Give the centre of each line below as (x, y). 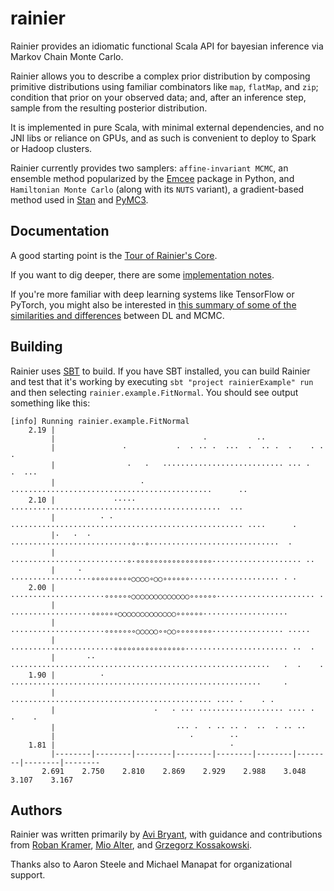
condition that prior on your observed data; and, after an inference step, (158, 97)
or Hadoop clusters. (51, 148)
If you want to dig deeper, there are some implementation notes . (142, 274)
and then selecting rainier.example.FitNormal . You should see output (154, 392)
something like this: (50, 403)
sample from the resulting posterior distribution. (109, 108)
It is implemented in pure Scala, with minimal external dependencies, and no (167, 127)
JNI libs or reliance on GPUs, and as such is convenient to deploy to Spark (163, 138)
